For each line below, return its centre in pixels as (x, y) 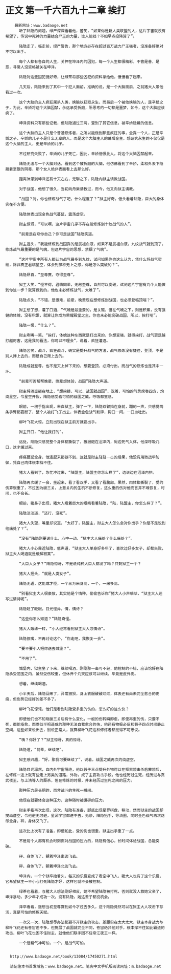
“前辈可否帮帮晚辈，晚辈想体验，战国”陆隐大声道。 (65, 381)
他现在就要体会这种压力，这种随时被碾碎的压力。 (63, 800)
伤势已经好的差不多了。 (38, 699)
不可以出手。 (17, 52)
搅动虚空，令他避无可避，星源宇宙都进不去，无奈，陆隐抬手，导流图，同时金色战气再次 (83, 816)
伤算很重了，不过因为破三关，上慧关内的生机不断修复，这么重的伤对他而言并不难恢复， (83, 488)
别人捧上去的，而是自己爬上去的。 (36, 356)
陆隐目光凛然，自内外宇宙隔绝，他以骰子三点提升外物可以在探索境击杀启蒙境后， (91, 769)
